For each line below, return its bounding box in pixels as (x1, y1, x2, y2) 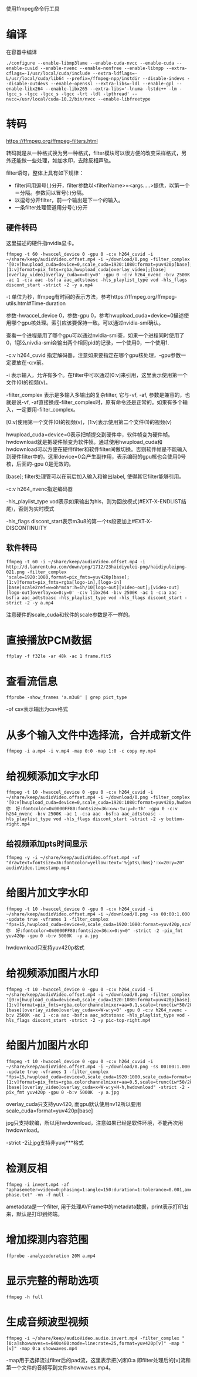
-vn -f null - (35, 1192, 69, 1198)
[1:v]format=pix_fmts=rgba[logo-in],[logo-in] (6, 579, 122, 585)
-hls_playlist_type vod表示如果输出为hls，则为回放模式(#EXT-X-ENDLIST (6, 497, 182, 504)
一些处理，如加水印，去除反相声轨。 (26, 156, 114, 163)
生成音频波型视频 (6, 1315, 89, 1329)
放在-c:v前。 (16, 359, 47, 366)
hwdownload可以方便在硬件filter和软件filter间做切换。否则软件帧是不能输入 (6, 446, 188, 453)
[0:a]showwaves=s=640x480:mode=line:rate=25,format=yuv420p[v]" (6, 1340, 167, 1346)
